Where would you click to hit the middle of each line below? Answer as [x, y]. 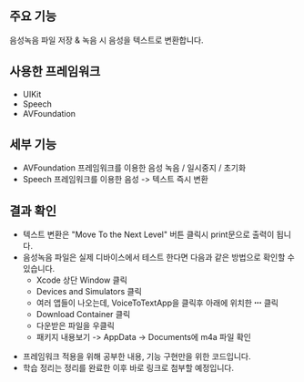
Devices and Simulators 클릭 [89, 292]
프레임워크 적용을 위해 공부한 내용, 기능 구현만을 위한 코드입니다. [137, 356]
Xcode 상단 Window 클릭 [81, 280]
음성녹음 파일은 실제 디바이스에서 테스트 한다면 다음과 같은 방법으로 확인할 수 [159, 257]
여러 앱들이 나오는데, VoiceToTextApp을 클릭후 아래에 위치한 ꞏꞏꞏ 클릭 [157, 303]
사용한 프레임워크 [55, 72]
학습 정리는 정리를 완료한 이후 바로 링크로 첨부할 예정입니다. [128, 368]
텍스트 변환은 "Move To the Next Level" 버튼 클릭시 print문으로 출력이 [148, 234]
